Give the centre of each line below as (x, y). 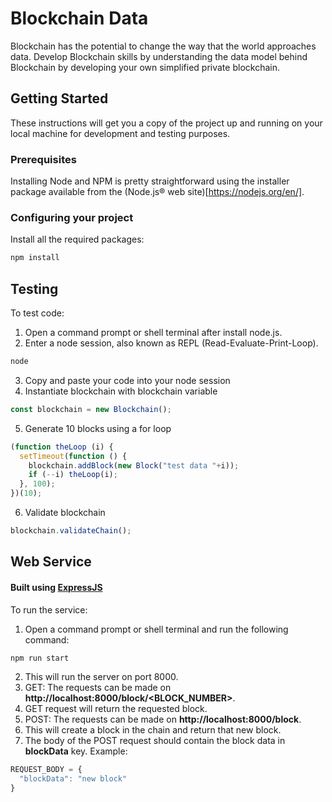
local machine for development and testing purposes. (120, 133)
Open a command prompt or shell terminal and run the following (156, 629)
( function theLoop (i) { (62, 447)
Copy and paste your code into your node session (127, 380)
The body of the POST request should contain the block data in (155, 741)
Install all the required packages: (77, 239)
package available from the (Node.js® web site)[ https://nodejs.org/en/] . (157, 192)
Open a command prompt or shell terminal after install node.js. (153, 333)
